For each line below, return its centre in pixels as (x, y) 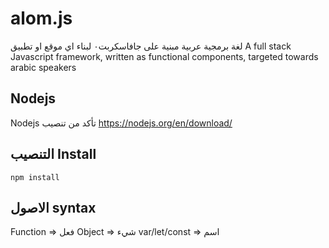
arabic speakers (43, 67)
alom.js (41, 18)
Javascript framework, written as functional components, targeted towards (164, 56)
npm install (35, 177)
